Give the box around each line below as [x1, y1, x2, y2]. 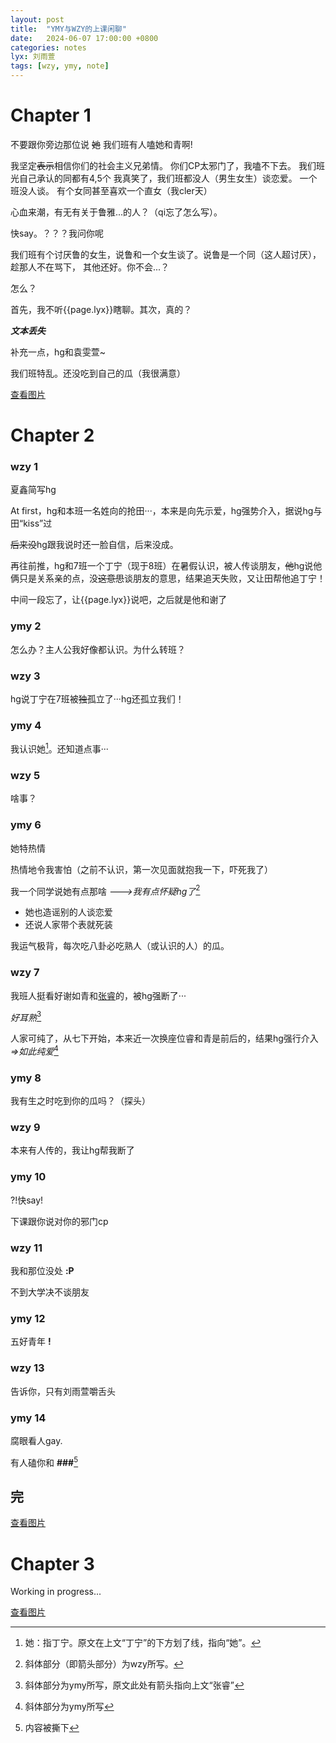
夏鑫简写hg [10, 484, 57, 496]
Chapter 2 [10, 424, 95, 447]
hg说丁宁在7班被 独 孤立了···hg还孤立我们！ [10, 693, 185, 705]
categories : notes [10, 42, 87, 53]
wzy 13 [10, 1361, 45, 1375]
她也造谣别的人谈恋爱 [24, 906, 113, 918]
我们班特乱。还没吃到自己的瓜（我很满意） [10, 367, 186, 379]
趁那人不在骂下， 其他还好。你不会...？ [10, 261, 170, 273]
